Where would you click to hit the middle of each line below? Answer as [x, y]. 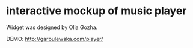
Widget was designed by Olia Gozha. [52, 27]
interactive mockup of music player [96, 11]
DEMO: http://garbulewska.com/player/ [55, 39]
